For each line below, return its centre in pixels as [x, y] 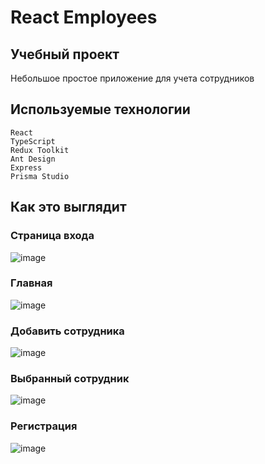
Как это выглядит [68, 207]
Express [26, 167]
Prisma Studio [40, 176]
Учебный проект [65, 54]
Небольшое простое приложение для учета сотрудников [132, 78]
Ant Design [33, 159]
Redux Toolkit [40, 150]
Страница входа [52, 236]
